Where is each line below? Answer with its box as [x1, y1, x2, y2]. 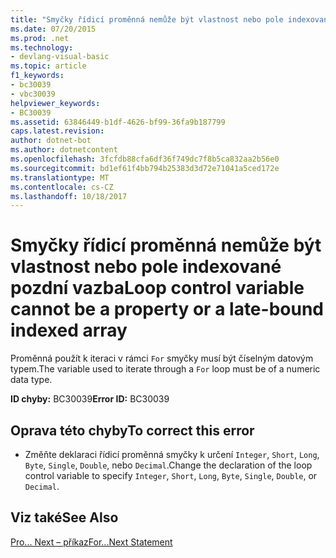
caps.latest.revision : [10, 126, 105, 136]
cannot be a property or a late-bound [10, 298, 324, 321]
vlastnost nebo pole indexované [10, 256, 282, 278]
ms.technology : [10, 42, 74, 53]
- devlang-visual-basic [10, 52, 110, 62]
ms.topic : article [10, 61, 87, 71]
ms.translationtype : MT [10, 172, 110, 183]
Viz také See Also [10, 509, 119, 526]
